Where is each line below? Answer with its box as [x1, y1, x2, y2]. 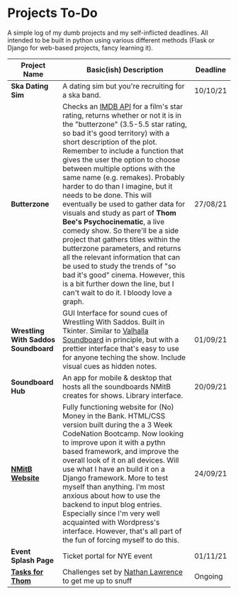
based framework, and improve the [62, 446, 179, 456]
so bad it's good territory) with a [62, 128, 170, 138]
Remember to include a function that [62, 145, 184, 155]
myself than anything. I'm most [62, 482, 165, 491]
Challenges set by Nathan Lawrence [62, 567, 183, 577]
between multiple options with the [62, 163, 176, 173]
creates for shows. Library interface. [62, 390, 183, 400]
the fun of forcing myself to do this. [62, 535, 179, 545]
